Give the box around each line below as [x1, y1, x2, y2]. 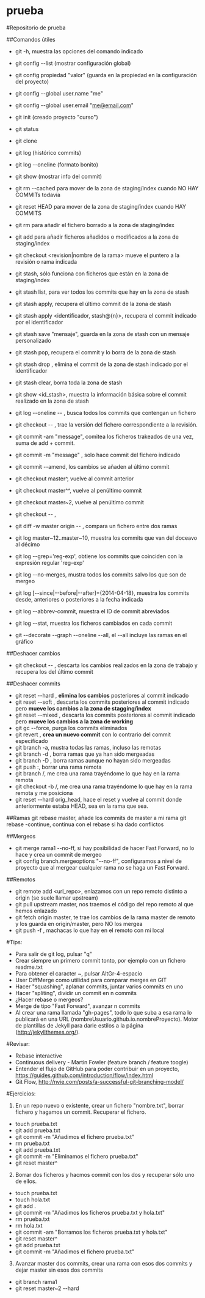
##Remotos [6, 876, 35, 883]
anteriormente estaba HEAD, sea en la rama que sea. [15, 802, 148, 810]
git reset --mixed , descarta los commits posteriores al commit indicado [15, 711, 195, 718]
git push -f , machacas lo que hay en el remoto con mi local [15, 927, 165, 934]
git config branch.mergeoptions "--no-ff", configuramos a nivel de [15, 857, 182, 865]
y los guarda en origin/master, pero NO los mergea [15, 920, 143, 927]
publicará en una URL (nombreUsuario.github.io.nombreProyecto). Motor [15, 1015, 199, 1023]
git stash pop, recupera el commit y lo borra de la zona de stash [15, 348, 176, 356]
